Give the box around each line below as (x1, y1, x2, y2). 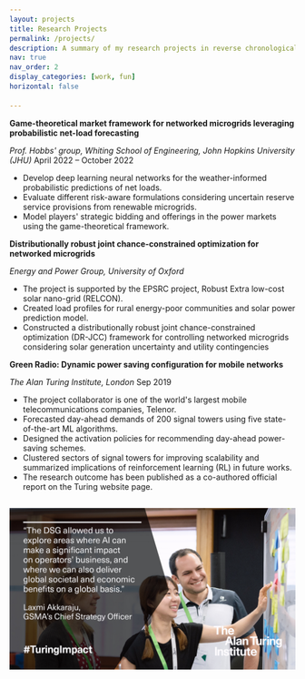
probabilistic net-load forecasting (9, 127, 140, 138)
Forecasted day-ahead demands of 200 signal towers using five (22, 413, 262, 424)
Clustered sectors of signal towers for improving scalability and (22, 451, 260, 463)
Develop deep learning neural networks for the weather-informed (22, 172, 268, 183)
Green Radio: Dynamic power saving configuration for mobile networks (9, 359, 284, 370)
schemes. (49, 442, 86, 453)
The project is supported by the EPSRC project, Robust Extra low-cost (22, 283, 285, 294)
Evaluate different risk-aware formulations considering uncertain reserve (22, 191, 295, 202)
